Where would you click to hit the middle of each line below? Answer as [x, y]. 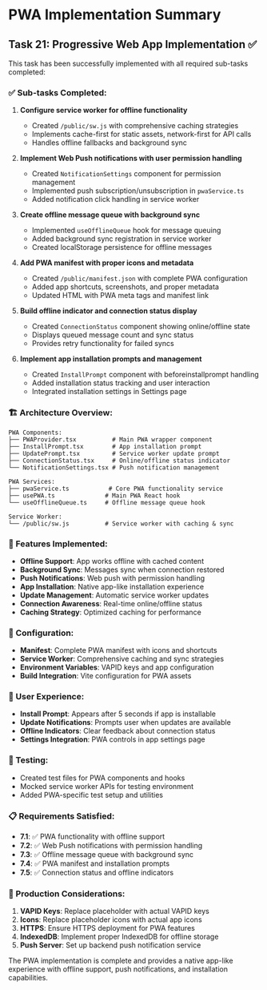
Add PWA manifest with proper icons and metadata [107, 263]
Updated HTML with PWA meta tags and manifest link [120, 296]
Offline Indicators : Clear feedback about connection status [118, 731]
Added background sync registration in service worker [122, 239]
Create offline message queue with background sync [110, 215]
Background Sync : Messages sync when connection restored [122, 569]
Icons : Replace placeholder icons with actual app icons [111, 920]
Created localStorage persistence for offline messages [122, 247]
